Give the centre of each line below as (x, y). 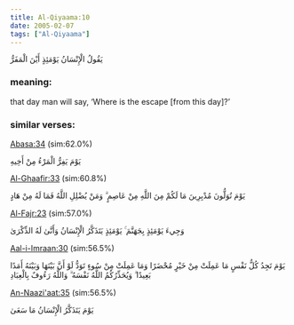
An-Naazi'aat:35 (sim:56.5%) (63, 292)
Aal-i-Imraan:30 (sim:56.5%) (62, 248)
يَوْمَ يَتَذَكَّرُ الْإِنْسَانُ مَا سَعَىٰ (52, 309)
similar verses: (43, 124)
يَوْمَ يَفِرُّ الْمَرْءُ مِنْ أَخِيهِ (46, 161)
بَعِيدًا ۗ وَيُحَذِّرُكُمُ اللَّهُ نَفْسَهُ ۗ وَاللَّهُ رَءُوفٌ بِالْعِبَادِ (81, 274)
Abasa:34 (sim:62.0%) (51, 144)
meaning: (31, 83)
